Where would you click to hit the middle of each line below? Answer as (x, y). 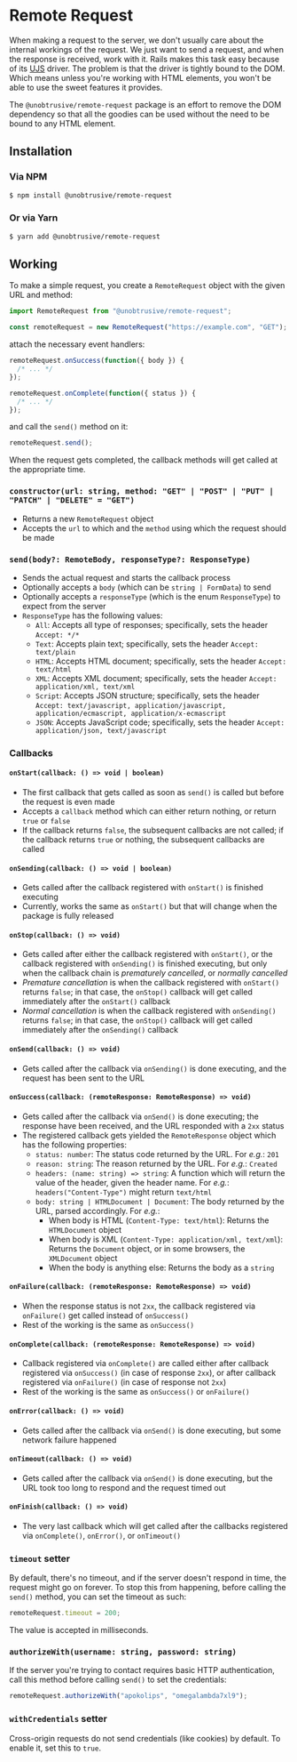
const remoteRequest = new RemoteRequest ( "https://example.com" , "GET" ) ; (148, 327)
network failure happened (69, 1440)
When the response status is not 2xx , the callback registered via (138, 1306)
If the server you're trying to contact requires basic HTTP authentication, (142, 1670)
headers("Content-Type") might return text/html (124, 1192)
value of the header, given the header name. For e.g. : (132, 1182)
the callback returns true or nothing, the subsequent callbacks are (143, 840)
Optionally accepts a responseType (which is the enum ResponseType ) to (151, 596)
